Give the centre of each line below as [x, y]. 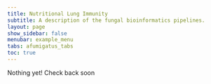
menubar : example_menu [40, 40]
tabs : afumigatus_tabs [40, 46]
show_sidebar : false [38, 33]
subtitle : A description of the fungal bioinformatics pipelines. [106, 20]
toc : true [22, 53]
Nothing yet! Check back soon [51, 72]
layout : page [26, 27]
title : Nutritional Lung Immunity [58, 14]
